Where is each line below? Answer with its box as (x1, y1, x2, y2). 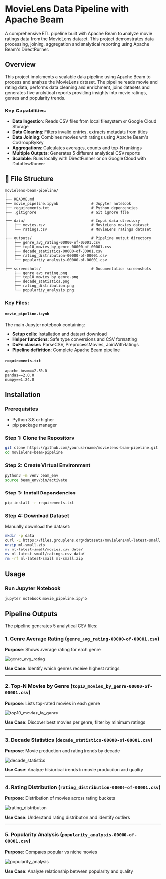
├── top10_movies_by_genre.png (14, 275, 79, 279)
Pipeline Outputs (5, 609, 58, 618)
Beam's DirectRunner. (5, 46, 49, 52)
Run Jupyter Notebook (5, 585, 61, 592)
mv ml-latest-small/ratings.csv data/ (5, 551, 85, 556)
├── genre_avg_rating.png (14, 270, 68, 275)
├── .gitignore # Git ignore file (5, 210, 129, 215)
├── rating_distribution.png (14, 283, 74, 288)
